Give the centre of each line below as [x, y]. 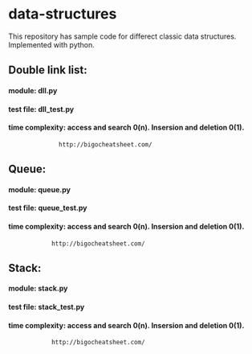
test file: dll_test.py [41, 109]
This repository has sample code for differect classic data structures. [122, 36]
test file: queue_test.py [48, 208]
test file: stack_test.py [47, 307]
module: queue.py [39, 189]
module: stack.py [38, 288]
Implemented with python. [51, 44]
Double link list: [48, 70]
